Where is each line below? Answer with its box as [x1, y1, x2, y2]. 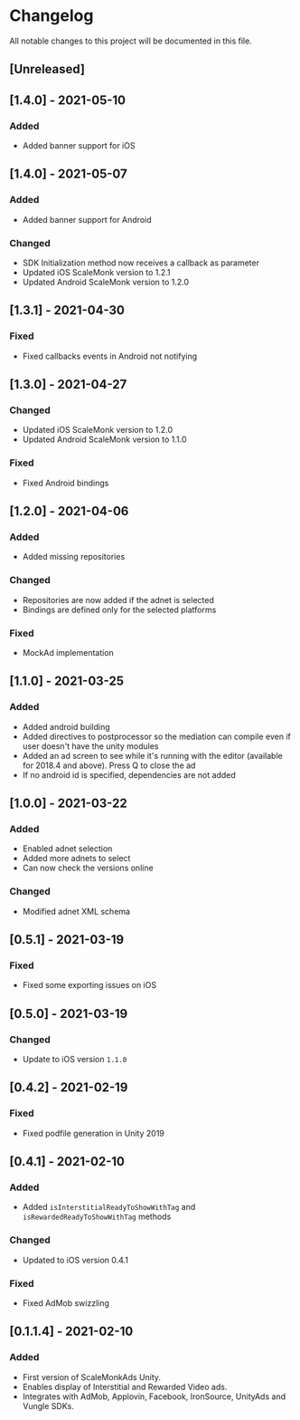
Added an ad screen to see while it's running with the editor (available [22, 750, 283, 761]
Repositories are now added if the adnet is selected [22, 594, 214, 605]
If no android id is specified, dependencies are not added [22, 769, 237, 780]
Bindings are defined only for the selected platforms [22, 604, 217, 615]
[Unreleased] [9, 62, 86, 77]
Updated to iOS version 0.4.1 [22, 1254, 129, 1265]
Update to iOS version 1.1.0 [22, 1054, 127, 1064]
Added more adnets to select [22, 853, 131, 864]
